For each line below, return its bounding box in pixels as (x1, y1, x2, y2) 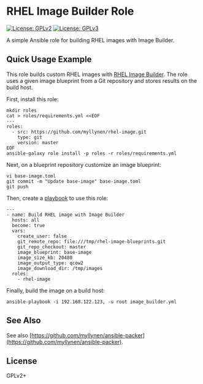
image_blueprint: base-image (17, 249, 92, 255)
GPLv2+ (6, 372, 27, 380)
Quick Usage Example (6, 54, 92, 65)
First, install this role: (6, 95, 59, 102)
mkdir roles (6, 107, 37, 113)
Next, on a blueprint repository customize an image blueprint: (6, 161, 161, 168)
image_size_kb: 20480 (17, 255, 72, 261)
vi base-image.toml (6, 173, 56, 179)
